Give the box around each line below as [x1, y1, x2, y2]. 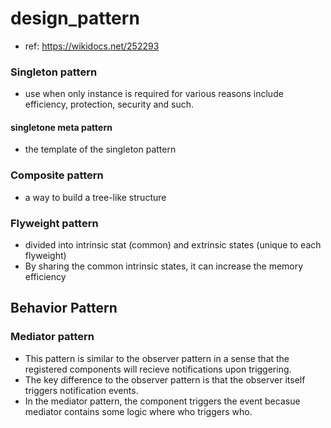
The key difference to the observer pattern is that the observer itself [24, 373, 306, 386]
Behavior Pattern [10, 300, 118, 317]
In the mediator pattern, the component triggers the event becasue [24, 395, 301, 407]
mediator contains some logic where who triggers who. [24, 405, 253, 417]
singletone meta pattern [10, 121, 113, 133]
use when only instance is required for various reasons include [24, 88, 284, 100]
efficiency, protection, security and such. [24, 98, 195, 111]
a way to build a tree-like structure [24, 191, 167, 203]
